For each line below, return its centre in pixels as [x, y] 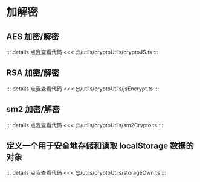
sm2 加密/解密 [33, 109]
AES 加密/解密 [33, 36]
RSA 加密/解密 [33, 73]
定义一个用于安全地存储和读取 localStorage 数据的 [100, 146]
